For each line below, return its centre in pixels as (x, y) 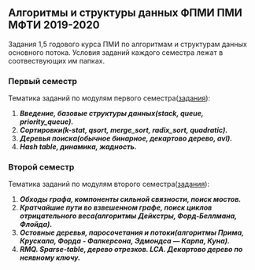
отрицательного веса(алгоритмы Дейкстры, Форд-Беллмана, (128, 216)
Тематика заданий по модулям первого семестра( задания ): (109, 98)
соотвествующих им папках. (56, 60)
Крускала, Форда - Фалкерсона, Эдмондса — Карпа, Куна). (125, 241)
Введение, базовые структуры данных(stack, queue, (111, 114)
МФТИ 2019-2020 (54, 26)
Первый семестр (42, 81)
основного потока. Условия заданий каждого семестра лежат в (116, 52)
